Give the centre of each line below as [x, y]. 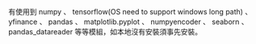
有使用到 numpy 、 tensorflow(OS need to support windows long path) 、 [130, 12]
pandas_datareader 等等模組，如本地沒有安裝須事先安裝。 [105, 32]
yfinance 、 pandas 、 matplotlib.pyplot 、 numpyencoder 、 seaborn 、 [128, 22]
